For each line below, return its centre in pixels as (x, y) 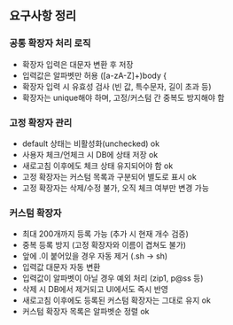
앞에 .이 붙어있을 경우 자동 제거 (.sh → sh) (95, 256)
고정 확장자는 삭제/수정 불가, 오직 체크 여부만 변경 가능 (116, 188)
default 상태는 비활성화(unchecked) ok (91, 143)
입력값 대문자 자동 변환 (61, 267)
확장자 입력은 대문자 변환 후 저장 (78, 64)
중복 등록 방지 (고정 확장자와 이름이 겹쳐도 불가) (104, 245)
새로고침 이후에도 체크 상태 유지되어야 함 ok (97, 166)
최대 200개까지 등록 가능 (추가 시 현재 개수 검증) (105, 234)
